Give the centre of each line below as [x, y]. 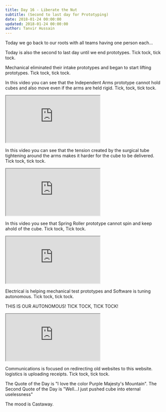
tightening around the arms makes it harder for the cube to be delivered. [80, 156]
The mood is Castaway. [30, 404]
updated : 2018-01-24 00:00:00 [37, 24]
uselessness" [19, 394]
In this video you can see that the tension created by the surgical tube [77, 151]
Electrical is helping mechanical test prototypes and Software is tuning [78, 291]
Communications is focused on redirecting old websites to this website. [79, 369]
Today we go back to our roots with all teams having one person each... [79, 43]
